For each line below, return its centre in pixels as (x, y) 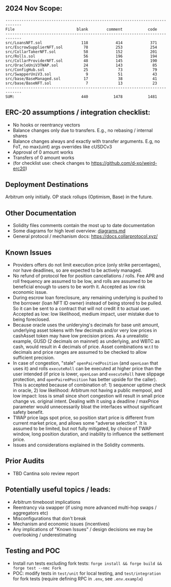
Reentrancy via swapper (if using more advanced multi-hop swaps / (84, 507)
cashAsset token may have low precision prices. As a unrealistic (81, 336)
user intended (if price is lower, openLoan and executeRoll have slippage (89, 374)
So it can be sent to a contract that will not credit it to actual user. (82, 309)
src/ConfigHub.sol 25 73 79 (81, 70)
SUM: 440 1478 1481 (81, 97)
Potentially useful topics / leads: (58, 490)
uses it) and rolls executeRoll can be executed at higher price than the (87, 369)
